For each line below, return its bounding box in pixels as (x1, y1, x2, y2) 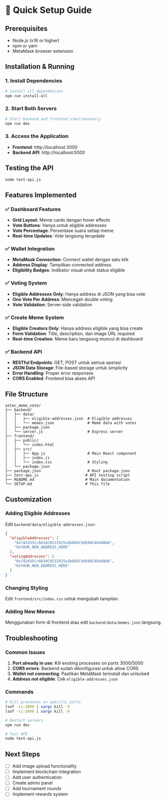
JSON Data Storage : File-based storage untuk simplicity (12, 365, 128, 371)
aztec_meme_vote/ (5, 403, 41, 408)
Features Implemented (5, 191, 77, 199)
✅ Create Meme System (5, 314, 64, 321)
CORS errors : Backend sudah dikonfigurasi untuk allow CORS (12, 665, 139, 671)
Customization (5, 495, 52, 503)
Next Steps (5, 750, 40, 758)
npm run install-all (5, 93, 48, 99)
